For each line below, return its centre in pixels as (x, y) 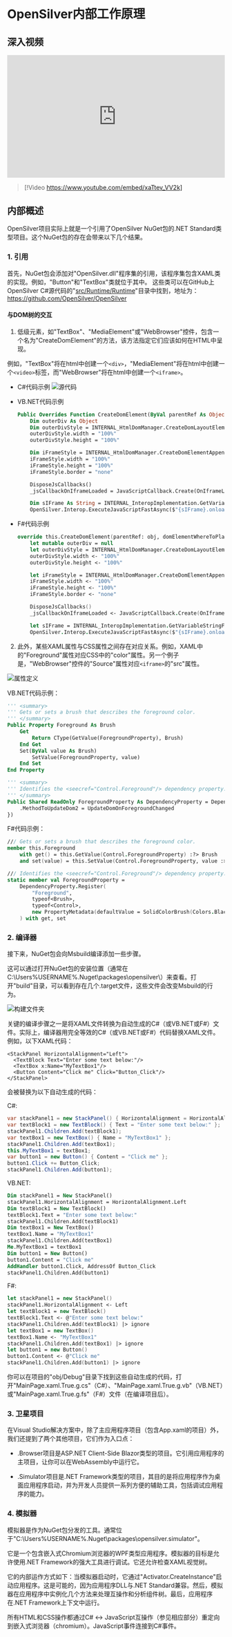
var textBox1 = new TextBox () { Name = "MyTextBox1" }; (89, 1138)
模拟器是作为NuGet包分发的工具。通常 (62, 1530)
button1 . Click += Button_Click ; (54, 1164)
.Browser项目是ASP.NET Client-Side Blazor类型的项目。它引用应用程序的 (120, 1453)
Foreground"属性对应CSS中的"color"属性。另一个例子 (103, 655)
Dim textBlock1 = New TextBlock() (57, 1208)
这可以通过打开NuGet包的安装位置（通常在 (68, 968)
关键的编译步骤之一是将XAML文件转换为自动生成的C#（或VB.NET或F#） (110, 1024)
